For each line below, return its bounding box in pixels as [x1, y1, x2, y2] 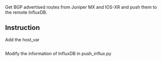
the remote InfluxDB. [5, 9, 48, 15]
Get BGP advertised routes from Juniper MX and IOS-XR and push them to [5, 4, 157, 10]
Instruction [5, 24, 40, 32]
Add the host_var [5, 36, 40, 42]
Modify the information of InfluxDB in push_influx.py [5, 50, 111, 56]
